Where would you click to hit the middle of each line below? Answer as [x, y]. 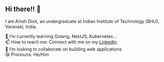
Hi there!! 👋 [23, 9]
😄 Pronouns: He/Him [27, 54]
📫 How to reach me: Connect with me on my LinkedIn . [62, 42]
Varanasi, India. [21, 26]
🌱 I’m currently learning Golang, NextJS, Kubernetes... [61, 36]
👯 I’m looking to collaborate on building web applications [63, 49]
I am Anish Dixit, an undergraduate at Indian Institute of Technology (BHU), [82, 21]
